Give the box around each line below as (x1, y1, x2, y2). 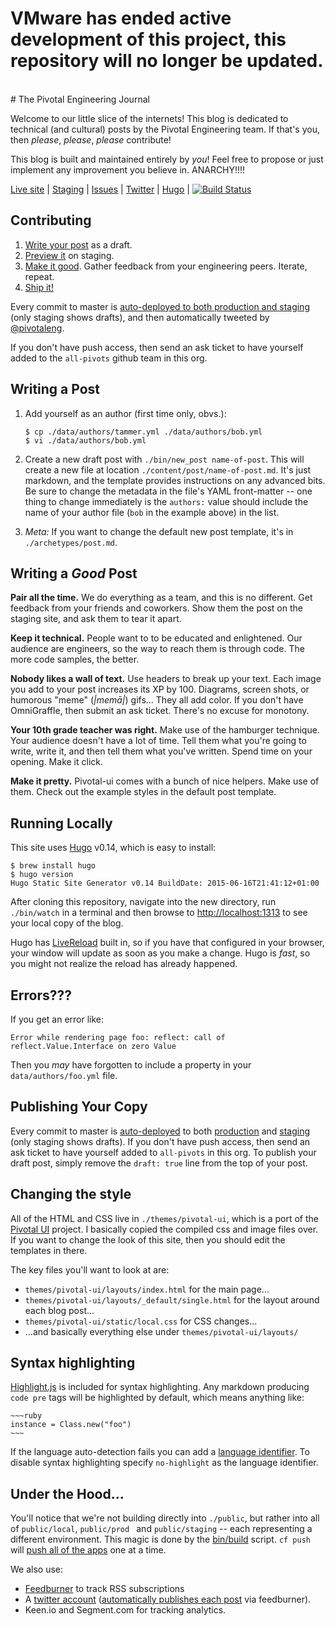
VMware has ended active (10, 7, 232, 30)
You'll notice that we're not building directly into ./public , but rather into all (10, 1512, 320, 1524)
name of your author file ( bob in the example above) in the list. (24, 506, 280, 518)
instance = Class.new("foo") (10, 1420, 132, 1430)
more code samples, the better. (10, 653, 140, 666)
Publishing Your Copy (10, 1098, 148, 1116)
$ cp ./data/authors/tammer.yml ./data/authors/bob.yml (24, 427, 263, 437)
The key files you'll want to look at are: (10, 1263, 170, 1276)
